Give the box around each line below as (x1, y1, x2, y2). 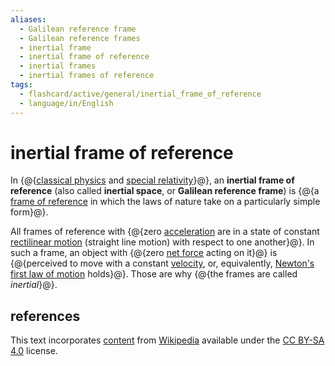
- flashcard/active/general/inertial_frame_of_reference (19, 89, 262, 99)
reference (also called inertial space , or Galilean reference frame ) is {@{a (10, 185, 320, 197)
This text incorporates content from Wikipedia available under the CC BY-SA (10, 334, 325, 346)
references (10, 307, 81, 325)
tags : (10, 80, 33, 90)
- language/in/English (19, 98, 114, 108)
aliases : (10, 14, 47, 25)
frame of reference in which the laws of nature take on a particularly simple (10, 196, 321, 208)
